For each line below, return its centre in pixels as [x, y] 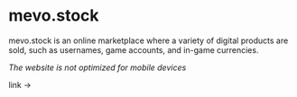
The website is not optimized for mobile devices [97, 67]
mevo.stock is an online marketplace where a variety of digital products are [148, 40]
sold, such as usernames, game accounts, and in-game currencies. [134, 49]
